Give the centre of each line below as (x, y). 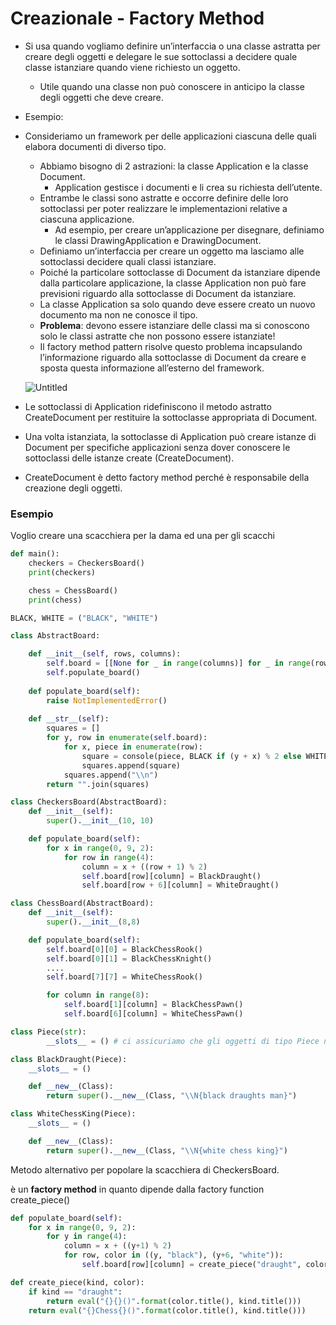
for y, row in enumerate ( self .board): (127, 738)
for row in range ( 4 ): (109, 857)
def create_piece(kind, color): (77, 1282)
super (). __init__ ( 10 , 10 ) (100, 821)
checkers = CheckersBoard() (86, 563)
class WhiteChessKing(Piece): (73, 1114)
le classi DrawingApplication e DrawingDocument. (158, 240)
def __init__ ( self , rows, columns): (105, 654)
